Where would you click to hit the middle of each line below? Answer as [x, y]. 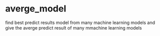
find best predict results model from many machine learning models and [80, 22]
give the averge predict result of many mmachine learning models [74, 27]
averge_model [36, 9]
